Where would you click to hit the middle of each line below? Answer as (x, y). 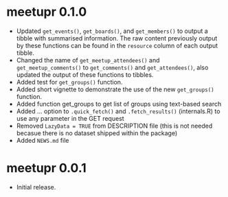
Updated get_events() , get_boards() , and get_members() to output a (112, 31)
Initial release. (36, 187)
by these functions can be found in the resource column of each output (117, 45)
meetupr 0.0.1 (46, 168)
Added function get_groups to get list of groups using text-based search (119, 104)
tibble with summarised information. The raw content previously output (117, 38)
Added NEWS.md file (43, 140)
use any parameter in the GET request (70, 118)
